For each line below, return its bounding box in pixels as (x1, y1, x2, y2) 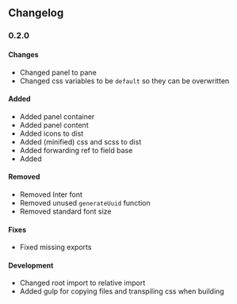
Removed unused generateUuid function (19, 198, 151, 207)
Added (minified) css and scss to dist (19, 137, 142, 146)
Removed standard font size (19, 206, 112, 216)
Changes (8, 49, 39, 59)
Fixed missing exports (19, 242, 92, 252)
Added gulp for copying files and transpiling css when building (19, 287, 224, 296)
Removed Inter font (19, 190, 83, 199)
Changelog (8, 6, 64, 20)
